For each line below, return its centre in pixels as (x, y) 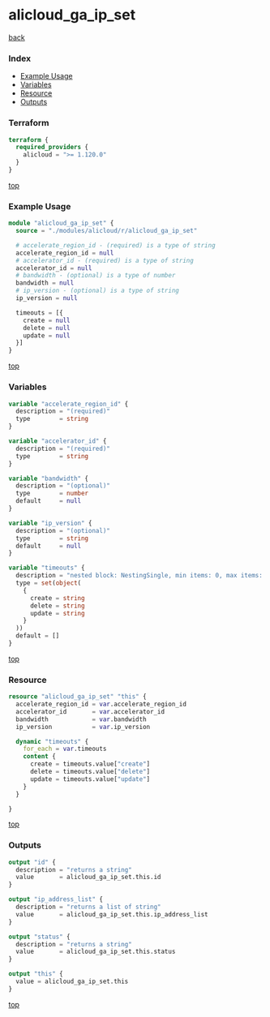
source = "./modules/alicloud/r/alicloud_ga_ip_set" (107, 231)
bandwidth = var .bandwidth (81, 719)
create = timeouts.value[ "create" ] (90, 764)
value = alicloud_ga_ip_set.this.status (96, 952)
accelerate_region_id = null (65, 253)
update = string (57, 613)
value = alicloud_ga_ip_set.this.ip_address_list (112, 914)
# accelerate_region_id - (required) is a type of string (116, 245)
